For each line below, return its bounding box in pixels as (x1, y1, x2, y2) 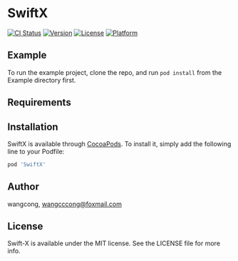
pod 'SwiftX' (7, 160, 46, 168)
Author (7, 180, 39, 193)
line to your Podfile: (7, 147, 65, 155)
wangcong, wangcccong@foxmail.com (7, 200, 123, 208)
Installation (7, 121, 58, 133)
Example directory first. (7, 76, 76, 84)
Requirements (7, 96, 71, 108)
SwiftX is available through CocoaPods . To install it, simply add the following (7, 139, 232, 148)
